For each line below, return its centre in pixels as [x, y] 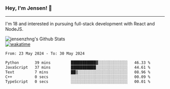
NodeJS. [14, 29]
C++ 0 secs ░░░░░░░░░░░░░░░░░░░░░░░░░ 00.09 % [78, 77]
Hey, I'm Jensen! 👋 [29, 8]
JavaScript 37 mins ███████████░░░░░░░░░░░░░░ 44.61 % [78, 68]
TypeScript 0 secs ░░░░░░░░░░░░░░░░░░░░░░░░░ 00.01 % [78, 81]
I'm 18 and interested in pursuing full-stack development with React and [80, 24]
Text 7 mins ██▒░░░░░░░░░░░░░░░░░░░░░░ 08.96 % [78, 72]
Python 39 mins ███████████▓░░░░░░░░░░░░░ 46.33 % [78, 63]
